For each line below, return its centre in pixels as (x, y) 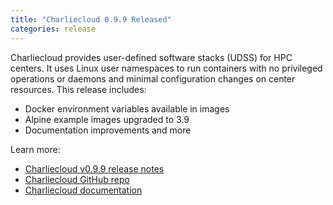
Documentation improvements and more (108, 130)
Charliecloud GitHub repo (77, 179)
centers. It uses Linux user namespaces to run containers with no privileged (166, 68)
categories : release (53, 29)
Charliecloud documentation (83, 190)
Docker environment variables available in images (127, 108)
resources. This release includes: (78, 89)
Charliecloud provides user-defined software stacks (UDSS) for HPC (151, 57)
